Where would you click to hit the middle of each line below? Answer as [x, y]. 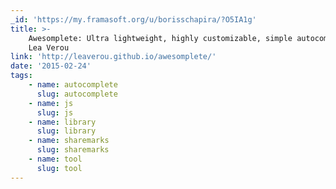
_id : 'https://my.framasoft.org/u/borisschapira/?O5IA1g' [133, 19]
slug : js [55, 112]
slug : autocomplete [77, 94]
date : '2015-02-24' [51, 66]
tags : [21, 76]
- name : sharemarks [69, 141]
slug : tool [59, 168]
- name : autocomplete [73, 85]
